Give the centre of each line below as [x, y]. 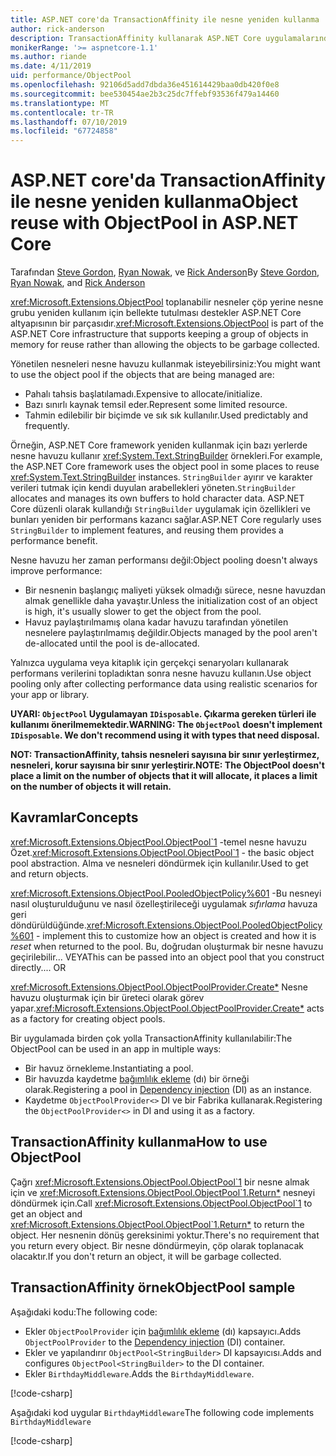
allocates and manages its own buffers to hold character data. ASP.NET [157, 498]
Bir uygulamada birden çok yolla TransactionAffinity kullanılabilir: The [151, 1038]
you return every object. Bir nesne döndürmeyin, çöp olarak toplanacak [157, 1245]
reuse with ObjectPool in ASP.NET [154, 223]
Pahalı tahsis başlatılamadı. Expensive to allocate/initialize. [143, 394]
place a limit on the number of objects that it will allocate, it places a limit [164, 776]
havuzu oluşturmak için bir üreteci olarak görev [107, 997]
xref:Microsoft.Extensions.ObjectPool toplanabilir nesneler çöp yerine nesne [167, 302]
